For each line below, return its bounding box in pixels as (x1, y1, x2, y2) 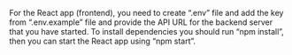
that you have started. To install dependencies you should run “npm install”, (9, 27, 285, 36)
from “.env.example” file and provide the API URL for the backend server (9, 17, 273, 27)
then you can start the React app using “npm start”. (9, 35, 196, 46)
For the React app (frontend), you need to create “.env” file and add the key (9, 8, 284, 18)
